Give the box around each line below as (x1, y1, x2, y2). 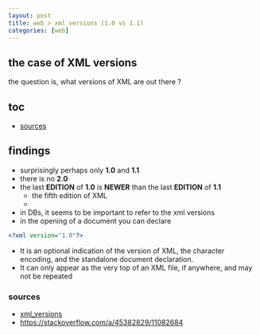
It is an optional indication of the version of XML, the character (19, 246, 225, 255)
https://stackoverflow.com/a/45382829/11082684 (19, 317, 184, 327)
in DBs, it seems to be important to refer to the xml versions (19, 208, 215, 217)
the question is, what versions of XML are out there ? (8, 77, 181, 87)
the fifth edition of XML (31, 190, 107, 200)
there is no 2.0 (19, 173, 68, 183)
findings (8, 144, 51, 158)
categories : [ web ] (8, 26, 69, 34)
